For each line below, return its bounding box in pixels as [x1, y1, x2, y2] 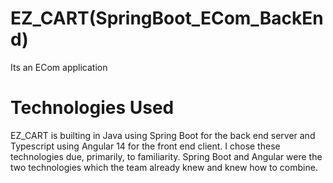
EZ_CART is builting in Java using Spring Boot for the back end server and [10, 129, 316, 141]
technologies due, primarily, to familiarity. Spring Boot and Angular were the [10, 150, 323, 162]
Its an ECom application [10, 61, 108, 73]
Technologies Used [10, 97, 175, 119]
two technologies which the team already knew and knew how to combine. [10, 161, 318, 173]
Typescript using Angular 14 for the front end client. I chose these [10, 140, 281, 152]
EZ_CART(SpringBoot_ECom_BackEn [10, 7, 324, 30]
